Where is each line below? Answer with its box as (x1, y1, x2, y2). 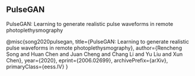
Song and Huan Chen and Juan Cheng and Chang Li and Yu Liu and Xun (6, 50, 183, 58)
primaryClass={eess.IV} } (6, 63, 68, 70)
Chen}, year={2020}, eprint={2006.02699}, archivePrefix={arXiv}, (6, 57, 168, 64)
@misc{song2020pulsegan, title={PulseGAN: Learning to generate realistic (6, 38, 190, 45)
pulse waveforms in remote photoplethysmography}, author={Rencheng (6, 44, 183, 51)
